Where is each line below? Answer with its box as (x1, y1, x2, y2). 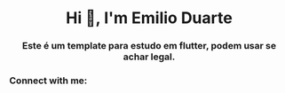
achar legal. (123, 50, 176, 63)
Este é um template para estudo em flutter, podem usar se (21, 40, 277, 52)
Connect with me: (9, 74, 88, 87)
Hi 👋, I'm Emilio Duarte (66, 8, 233, 28)
